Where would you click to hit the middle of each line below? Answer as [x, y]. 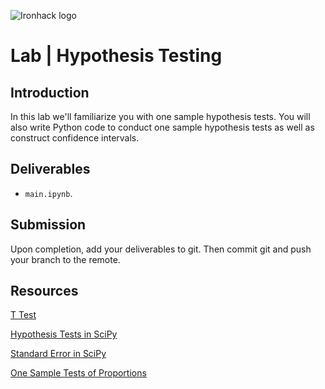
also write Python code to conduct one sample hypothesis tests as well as [162, 127]
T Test [23, 315]
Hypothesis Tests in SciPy [64, 334]
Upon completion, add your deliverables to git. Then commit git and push [161, 249]
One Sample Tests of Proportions [78, 373]
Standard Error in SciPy [58, 354]
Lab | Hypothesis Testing [116, 56]
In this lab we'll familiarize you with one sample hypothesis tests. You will [160, 116]
